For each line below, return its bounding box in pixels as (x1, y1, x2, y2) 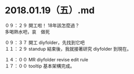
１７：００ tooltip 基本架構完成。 (5, 63, 75, 69)
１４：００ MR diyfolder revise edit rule (5, 56, 88, 62)
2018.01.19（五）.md (5, 5, 95, 16)
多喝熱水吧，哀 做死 (5, 28, 50, 34)
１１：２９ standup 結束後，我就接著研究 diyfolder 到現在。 (5, 46, 131, 52)
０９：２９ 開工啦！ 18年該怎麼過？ (5, 22, 80, 28)
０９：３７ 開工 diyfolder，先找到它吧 (5, 39, 85, 46)
